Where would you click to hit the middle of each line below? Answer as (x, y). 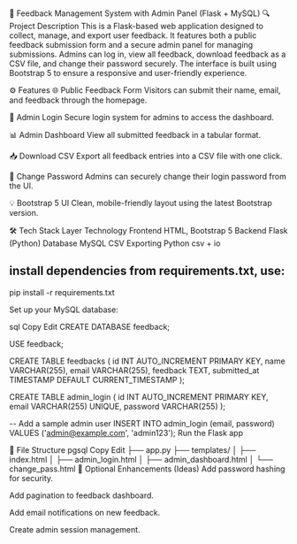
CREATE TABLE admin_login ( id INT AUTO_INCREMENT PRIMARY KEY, (139, 396)
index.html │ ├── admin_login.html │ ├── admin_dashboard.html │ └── (141, 459)
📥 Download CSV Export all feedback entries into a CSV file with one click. (146, 156)
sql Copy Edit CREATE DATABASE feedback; (90, 326)
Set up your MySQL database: (64, 310)
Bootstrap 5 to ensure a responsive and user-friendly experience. (128, 73)
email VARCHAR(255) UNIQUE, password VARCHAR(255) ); (118, 406)
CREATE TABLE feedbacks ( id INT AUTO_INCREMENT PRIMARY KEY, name (147, 361)
